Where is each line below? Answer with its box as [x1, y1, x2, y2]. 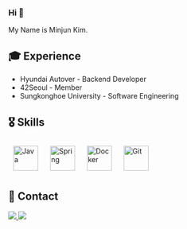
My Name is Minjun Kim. [8, 25, 88, 35]
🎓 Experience [8, 49, 81, 63]
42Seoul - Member [19, 83, 82, 92]
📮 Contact [8, 190, 59, 204]
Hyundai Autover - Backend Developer [19, 75, 147, 84]
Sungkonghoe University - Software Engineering [19, 91, 179, 101]
